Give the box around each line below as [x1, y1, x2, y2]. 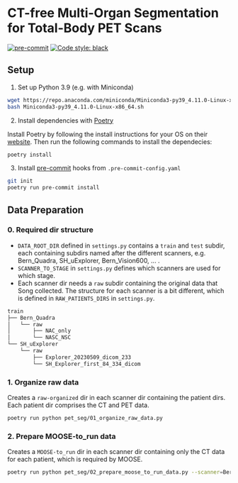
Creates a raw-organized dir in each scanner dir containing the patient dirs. [7, 393, 225, 401]
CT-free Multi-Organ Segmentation [7, 5, 220, 21]
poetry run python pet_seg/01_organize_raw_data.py [7, 414, 163, 421]
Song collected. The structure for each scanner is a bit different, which [17, 286, 225, 295]
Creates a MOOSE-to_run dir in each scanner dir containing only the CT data [7, 448, 225, 456]
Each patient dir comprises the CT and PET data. [7, 401, 150, 409]
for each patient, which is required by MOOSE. [7, 455, 143, 464]
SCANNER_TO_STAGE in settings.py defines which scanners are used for [17, 264, 221, 272]
